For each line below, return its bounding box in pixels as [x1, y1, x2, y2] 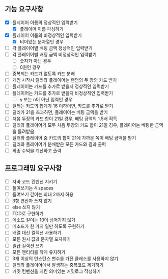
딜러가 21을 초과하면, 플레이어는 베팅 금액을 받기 [12, 109, 108, 115]
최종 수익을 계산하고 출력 [12, 148, 62, 153]
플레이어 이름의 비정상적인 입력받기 [12, 32, 82, 38]
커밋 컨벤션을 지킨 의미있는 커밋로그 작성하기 [12, 268, 101, 274]
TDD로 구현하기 [12, 211, 44, 217]
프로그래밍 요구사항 [5, 164, 62, 173]
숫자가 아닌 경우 [19, 58, 51, 64]
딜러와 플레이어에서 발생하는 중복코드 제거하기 [12, 262, 104, 268]
